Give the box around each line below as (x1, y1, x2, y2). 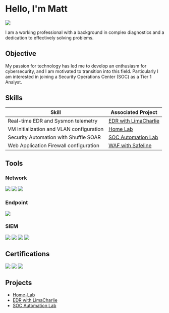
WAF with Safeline (108, 142, 152, 149)
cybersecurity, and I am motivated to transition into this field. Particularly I (5, 68, 159, 74)
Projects (5, 279, 32, 287)
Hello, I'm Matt (5, 3, 68, 15)
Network (5, 174, 27, 181)
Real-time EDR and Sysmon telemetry (8, 117, 98, 124)
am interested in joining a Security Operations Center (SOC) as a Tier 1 (5, 73, 152, 80)
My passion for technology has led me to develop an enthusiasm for (5, 63, 147, 69)
